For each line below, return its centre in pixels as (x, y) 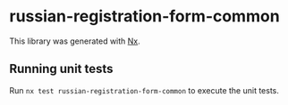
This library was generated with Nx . (75, 41)
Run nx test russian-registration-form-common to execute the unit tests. (144, 90)
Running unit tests (61, 69)
